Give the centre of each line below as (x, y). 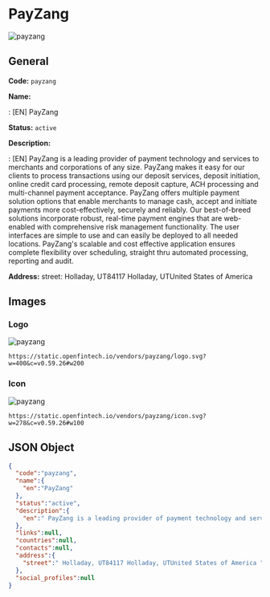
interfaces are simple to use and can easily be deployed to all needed (123, 235)
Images (27, 302)
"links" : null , (39, 533)
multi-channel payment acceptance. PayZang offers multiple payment (124, 193)
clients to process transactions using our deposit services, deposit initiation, (134, 175)
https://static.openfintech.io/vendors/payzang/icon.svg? (107, 416)
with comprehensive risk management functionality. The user (138, 226)
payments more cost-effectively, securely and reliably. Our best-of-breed (130, 209)
